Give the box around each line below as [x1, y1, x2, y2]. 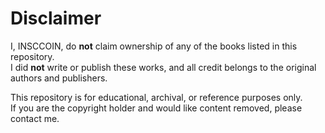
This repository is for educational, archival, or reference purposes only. [10, 91, 303, 103]
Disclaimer [10, 7, 102, 30]
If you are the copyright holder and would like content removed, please [10, 102, 303, 114]
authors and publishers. [10, 72, 108, 84]
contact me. [10, 112, 60, 124]
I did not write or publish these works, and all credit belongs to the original [10, 61, 317, 73]
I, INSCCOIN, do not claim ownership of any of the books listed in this [10, 40, 298, 52]
